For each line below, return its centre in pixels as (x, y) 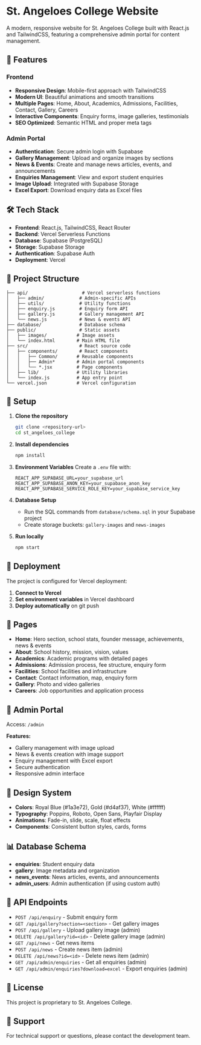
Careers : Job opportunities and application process (79, 691)
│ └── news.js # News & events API (69, 319)
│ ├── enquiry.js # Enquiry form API (67, 309)
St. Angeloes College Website (82, 11)
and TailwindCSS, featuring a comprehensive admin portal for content (93, 34)
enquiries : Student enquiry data (55, 864)
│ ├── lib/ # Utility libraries (67, 372)
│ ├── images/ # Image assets (60, 335)
